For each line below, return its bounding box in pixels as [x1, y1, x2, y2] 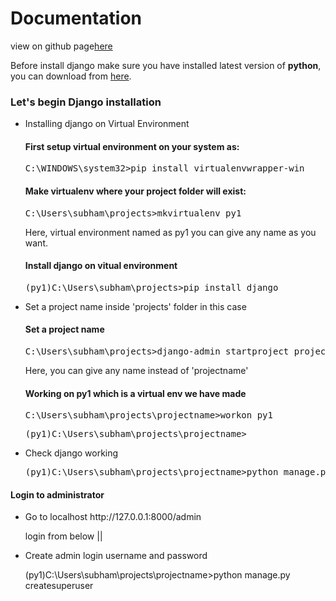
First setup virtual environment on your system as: [24, 140, 240, 152]
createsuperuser [24, 580, 94, 592]
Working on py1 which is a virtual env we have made [24, 387, 247, 399]
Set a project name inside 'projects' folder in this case [24, 300, 247, 312]
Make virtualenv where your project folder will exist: [24, 185, 247, 197]
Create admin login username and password [24, 550, 208, 562]
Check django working [24, 447, 119, 459]
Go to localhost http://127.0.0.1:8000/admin [24, 511, 202, 523]
